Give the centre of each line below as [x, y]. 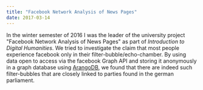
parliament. [21, 80]
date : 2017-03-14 [28, 18]
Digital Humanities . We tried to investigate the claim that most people [93, 48]
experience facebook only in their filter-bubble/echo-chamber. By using [96, 54]
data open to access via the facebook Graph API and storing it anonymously [101, 61]
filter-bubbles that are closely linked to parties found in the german [90, 74]
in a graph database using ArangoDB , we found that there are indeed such [99, 67]
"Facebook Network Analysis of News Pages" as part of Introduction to [95, 41]
